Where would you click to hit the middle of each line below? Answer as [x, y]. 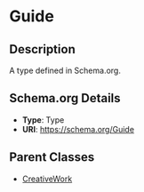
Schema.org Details [65, 98]
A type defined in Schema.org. [65, 70]
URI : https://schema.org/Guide [78, 129]
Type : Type [43, 120]
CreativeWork [47, 179]
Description [42, 49]
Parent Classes [52, 157]
